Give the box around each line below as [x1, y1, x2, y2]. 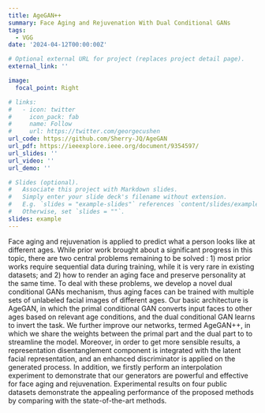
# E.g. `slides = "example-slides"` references [8, 200, 175, 209]
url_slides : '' [8, 149, 58, 158]
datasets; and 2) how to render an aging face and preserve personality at [8, 270, 246, 280]
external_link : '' [8, 62, 69, 71]
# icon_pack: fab [8, 113, 80, 121]
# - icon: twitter [8, 106, 77, 113]
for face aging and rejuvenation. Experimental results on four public [8, 379, 227, 389]
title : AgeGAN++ [8, 11, 62, 20]
